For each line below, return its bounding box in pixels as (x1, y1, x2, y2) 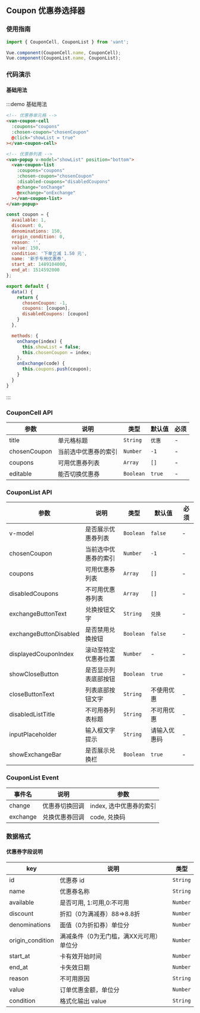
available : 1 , (11, 217, 46, 223)
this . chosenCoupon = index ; (21, 349, 92, 356)
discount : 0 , (11, 223, 44, 229)
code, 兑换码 (90, 813, 126, 821)
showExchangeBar (9, 750, 61, 759)
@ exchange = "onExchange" (17, 189, 76, 195)
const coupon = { (6, 212, 49, 217)
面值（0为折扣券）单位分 (60, 921, 130, 929)
